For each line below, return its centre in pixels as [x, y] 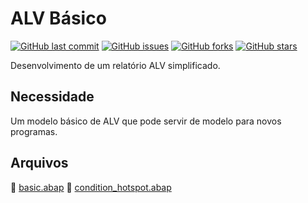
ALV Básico [58, 18]
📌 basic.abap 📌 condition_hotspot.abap [91, 187]
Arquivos [39, 163]
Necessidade [52, 97]
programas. [34, 131]
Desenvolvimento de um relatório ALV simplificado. [115, 65]
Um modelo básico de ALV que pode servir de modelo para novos [146, 121]
